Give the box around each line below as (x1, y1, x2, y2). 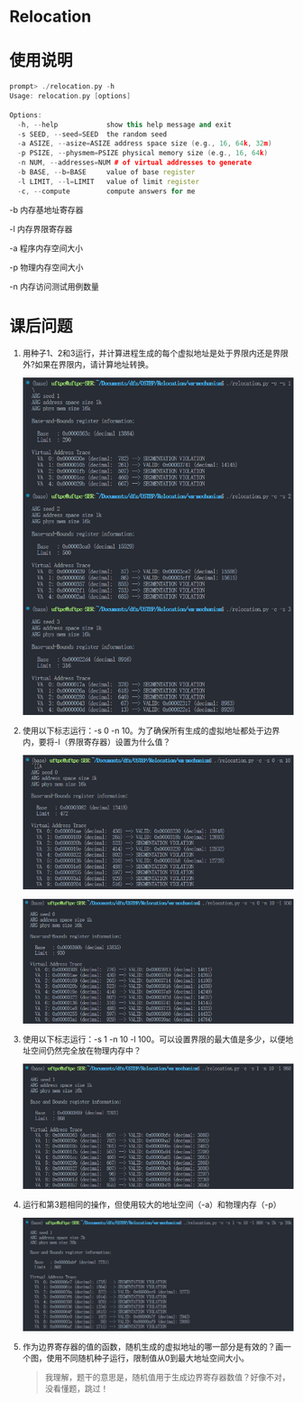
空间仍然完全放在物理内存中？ (30, 1045, 142, 1056)
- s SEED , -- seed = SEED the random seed (17, 129, 168, 139)
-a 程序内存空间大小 (9, 242, 84, 254)
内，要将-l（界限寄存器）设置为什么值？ (22, 736, 171, 747)
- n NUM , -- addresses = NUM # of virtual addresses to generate (17, 158, 252, 168)
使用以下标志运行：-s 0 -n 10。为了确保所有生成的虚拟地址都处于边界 (22, 725, 280, 736)
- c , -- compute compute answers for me (17, 187, 196, 196)
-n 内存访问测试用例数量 (9, 281, 99, 292)
